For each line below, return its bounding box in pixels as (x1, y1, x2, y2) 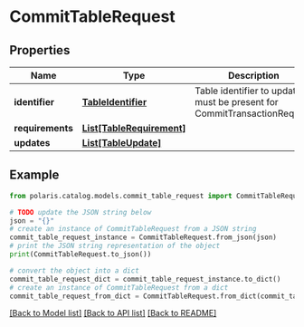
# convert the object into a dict (9, 265, 140, 275)
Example (9, 168, 60, 183)
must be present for (194, 96, 279, 108)
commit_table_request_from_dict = (9, 292, 140, 301)
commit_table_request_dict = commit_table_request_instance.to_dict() (9, 274, 281, 284)
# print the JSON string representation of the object (9, 242, 221, 251)
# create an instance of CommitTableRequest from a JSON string (9, 225, 257, 234)
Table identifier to (194, 84, 270, 97)
